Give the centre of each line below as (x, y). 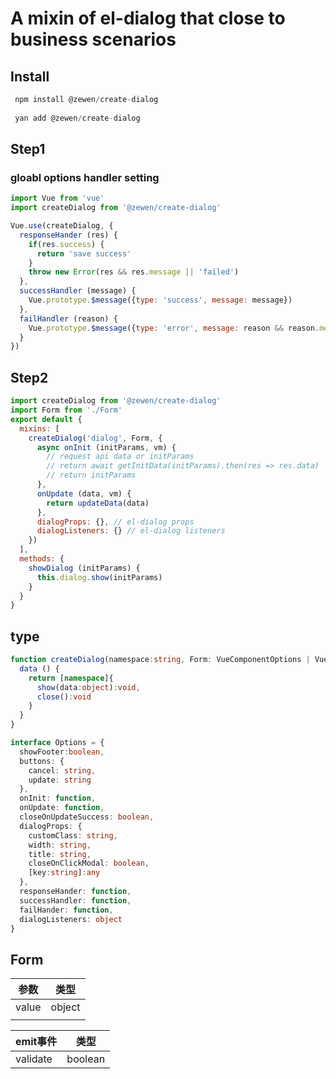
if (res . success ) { (66, 244)
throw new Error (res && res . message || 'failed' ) (134, 272)
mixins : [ (39, 428)
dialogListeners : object (71, 919)
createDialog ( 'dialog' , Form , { (95, 438)
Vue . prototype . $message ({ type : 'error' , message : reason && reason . (174, 328)
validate (34, 1059)
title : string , (60, 854)
